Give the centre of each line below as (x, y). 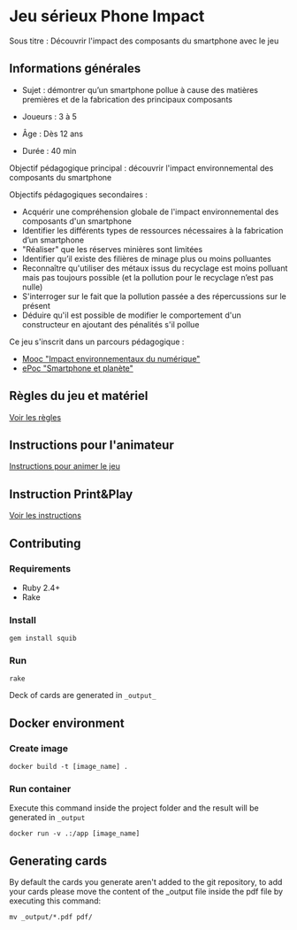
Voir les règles (35, 417)
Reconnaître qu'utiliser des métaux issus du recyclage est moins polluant (155, 268)
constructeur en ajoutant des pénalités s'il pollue (110, 324)
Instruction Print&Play (71, 494)
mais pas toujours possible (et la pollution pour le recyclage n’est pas (148, 277)
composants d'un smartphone (77, 221)
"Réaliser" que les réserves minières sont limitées (112, 249)
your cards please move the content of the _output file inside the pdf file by (146, 892)
